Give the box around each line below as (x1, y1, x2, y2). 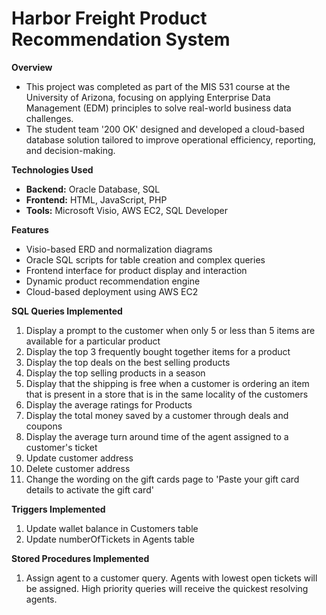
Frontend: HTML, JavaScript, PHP (25, 193, 168, 206)
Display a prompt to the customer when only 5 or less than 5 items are (25, 324, 316, 336)
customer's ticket (25, 441, 98, 453)
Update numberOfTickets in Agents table (25, 533, 195, 545)
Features (11, 223, 49, 236)
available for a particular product (25, 335, 161, 347)
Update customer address (25, 452, 134, 464)
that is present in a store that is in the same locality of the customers (25, 388, 309, 400)
